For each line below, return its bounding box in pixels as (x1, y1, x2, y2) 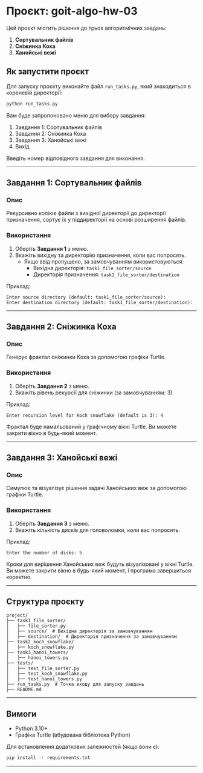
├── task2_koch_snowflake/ (6, 639, 74, 645)
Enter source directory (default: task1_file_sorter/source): (6, 294, 166, 300)
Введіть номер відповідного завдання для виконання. (6, 154, 145, 162)
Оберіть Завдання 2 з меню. (14, 382, 89, 390)
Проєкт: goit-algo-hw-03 (6, 4, 138, 18)
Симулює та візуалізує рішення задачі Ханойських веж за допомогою (6, 485, 187, 492)
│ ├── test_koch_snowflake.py (6, 671, 88, 677)
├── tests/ (6, 660, 34, 666)
